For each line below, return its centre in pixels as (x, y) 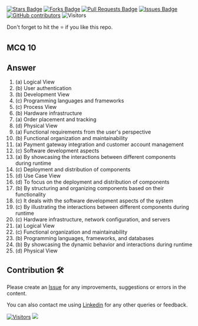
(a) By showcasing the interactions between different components (95, 157)
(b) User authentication (43, 88)
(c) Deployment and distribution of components (73, 169)
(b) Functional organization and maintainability (72, 138)
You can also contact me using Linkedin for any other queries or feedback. (97, 305)
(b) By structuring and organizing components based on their (90, 188)
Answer (22, 68)
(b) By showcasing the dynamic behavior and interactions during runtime (104, 245)
